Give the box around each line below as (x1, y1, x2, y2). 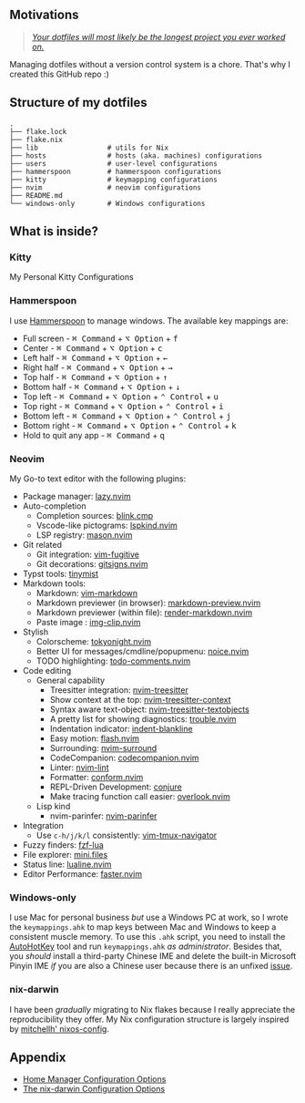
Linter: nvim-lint (49, 761, 109, 773)
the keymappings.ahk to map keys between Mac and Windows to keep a (9, 922, 277, 933)
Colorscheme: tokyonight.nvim (36, 635, 152, 646)
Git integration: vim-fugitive (36, 549, 139, 560)
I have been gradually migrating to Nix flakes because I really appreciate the (9, 1004, 296, 1015)
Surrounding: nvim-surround (49, 742, 158, 753)
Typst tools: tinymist (22, 568, 98, 579)
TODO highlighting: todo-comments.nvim (36, 655, 191, 666)
